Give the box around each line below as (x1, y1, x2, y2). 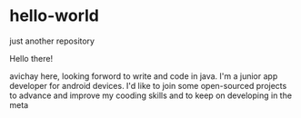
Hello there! (9, 53, 53, 64)
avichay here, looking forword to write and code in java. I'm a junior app (9, 70, 278, 82)
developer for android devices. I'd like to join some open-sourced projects (9, 80, 287, 91)
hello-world (9, 5, 100, 26)
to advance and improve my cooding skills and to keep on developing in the (9, 90, 293, 101)
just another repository (9, 35, 95, 46)
